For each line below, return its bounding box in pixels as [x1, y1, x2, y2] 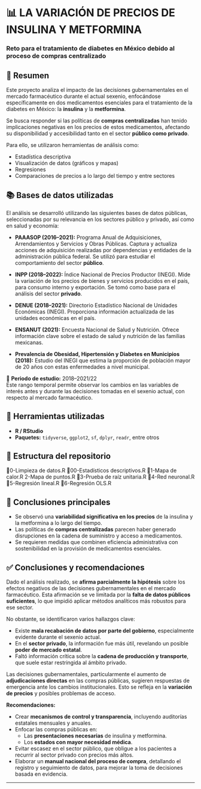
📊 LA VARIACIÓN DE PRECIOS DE [6, 6, 175, 20]
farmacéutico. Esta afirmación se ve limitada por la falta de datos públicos [6, 591, 191, 598]
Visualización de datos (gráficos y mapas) [14, 159, 118, 166]
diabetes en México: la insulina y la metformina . [6, 105, 126, 112]
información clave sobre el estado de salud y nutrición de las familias [14, 332, 185, 339]
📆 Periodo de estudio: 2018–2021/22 [6, 375, 98, 382]
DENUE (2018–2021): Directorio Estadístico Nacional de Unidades [14, 301, 178, 309]
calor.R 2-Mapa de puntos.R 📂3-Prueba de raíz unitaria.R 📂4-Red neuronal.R [6, 473, 195, 480]
